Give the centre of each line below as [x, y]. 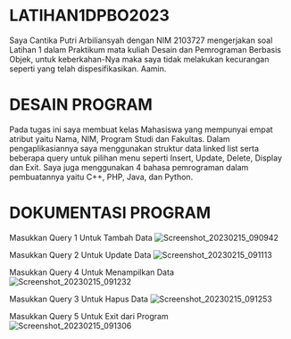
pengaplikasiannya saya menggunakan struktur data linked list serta [134, 148]
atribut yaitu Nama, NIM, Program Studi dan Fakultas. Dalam [120, 138]
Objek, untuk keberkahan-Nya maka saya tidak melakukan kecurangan [139, 59]
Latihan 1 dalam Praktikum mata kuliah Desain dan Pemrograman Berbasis [145, 49]
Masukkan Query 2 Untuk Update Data [80, 254]
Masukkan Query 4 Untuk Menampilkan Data [91, 272]
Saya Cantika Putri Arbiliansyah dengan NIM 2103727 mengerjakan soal [141, 40]
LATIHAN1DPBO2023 [89, 16]
